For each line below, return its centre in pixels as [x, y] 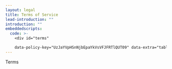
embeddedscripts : [24, 29]
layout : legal [20, 10]
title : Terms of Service [32, 15]
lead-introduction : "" [29, 19]
